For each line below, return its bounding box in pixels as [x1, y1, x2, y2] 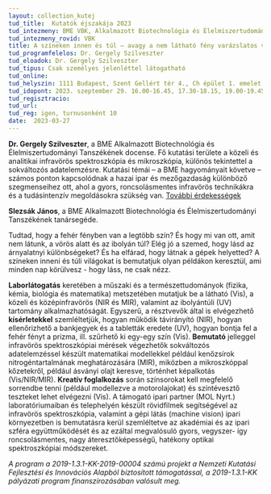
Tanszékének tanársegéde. [8, 215, 98, 224]
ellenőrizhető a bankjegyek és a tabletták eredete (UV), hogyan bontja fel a [8, 323, 258, 333]
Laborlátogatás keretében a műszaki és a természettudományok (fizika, [8, 280, 248, 290]
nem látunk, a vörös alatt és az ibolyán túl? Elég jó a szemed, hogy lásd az [8, 239, 255, 249]
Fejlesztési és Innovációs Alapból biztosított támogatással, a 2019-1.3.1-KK [8, 467, 258, 477]
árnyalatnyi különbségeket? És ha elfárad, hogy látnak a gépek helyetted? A [8, 247, 260, 257]
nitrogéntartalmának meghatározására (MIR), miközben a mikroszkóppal [8, 357, 248, 367]
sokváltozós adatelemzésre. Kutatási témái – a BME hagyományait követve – [8, 165, 261, 174]
